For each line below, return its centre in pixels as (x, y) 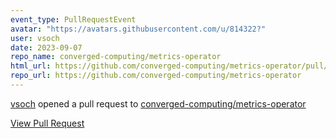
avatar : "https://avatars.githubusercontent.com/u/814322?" (138, 29)
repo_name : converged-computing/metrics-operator (116, 57)
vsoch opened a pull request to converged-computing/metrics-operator (158, 103)
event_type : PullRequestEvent (73, 19)
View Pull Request (47, 123)
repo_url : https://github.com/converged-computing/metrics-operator (156, 76)
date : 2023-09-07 (46, 47)
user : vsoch (35, 38)
